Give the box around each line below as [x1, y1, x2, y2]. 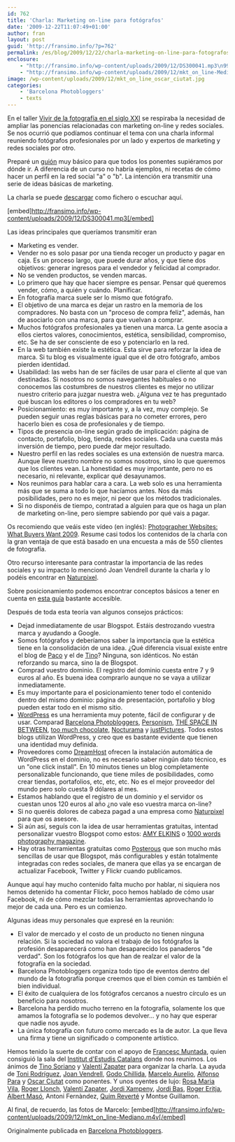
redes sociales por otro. [7, 144, 76, 152]
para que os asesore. [17, 815, 79, 823]
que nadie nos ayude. [17, 1019, 80, 1027]
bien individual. [17, 982, 62, 990]
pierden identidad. [17, 360, 71, 368]
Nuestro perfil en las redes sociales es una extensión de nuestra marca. [17, 449, 225, 458]
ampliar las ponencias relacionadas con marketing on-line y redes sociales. [7, 122, 225, 129]
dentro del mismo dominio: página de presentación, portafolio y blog [17, 696, 215, 704]
